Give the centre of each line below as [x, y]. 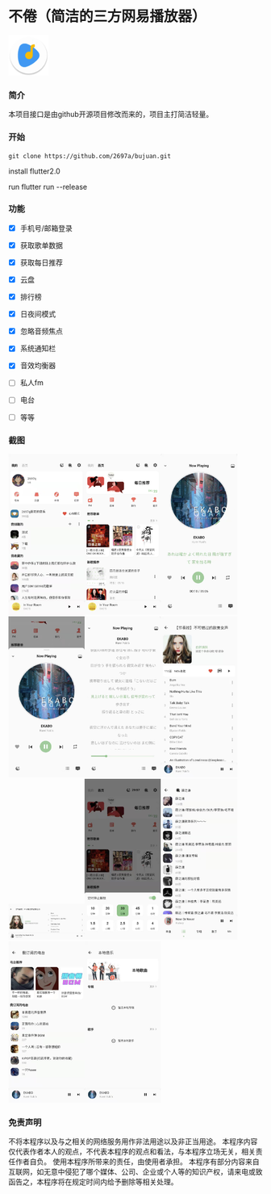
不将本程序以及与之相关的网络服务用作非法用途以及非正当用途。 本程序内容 [133, 1141]
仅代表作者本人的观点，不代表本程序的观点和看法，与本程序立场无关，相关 [132, 1151]
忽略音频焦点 [41, 331]
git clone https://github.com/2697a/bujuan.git [90, 156]
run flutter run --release [48, 186]
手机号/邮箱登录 [46, 228]
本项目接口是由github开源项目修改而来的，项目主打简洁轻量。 [111, 115]
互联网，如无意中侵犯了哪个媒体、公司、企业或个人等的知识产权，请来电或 [132, 1171]
